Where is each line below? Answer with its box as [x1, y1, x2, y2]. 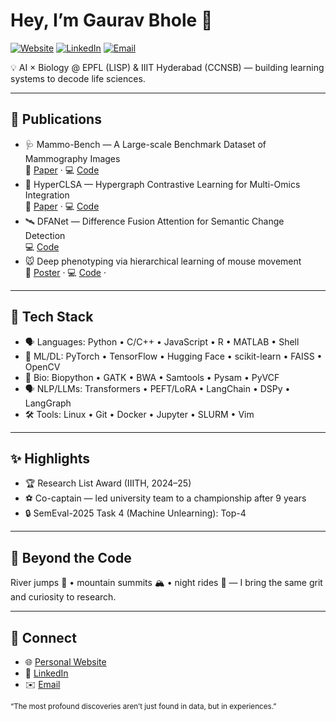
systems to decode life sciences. [10, 72, 146, 84]
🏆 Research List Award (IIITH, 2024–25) [24, 477, 192, 489]
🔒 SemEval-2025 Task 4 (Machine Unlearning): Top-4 [24, 507, 247, 519]
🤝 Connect [10, 629, 77, 646]
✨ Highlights [10, 450, 90, 467]
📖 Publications [10, 111, 102, 128]
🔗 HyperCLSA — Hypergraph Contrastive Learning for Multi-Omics [24, 178, 301, 190]
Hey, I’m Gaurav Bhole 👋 [10, 9, 213, 32]
